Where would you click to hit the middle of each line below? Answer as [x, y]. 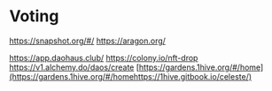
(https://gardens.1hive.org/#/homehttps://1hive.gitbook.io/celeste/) [131, 76]
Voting [34, 16]
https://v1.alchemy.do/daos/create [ [74, 67]
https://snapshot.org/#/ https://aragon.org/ [88, 41]
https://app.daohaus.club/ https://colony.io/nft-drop [104, 57]
